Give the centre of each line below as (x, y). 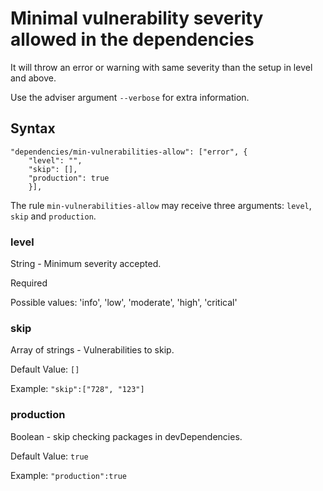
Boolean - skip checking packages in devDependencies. (126, 436)
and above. (33, 78)
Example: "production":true (68, 475)
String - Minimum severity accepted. (86, 264)
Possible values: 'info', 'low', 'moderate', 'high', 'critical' (124, 303)
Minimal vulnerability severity (137, 18)
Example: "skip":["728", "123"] (77, 389)
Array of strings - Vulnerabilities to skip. (92, 350)
